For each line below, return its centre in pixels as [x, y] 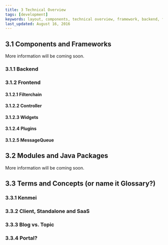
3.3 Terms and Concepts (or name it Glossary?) [80, 184]
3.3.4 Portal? [21, 238]
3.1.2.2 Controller [23, 106]
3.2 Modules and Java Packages [57, 156]
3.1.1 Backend [22, 69]
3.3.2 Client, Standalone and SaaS [47, 211]
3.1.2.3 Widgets [22, 117]
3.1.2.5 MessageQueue [29, 140]
